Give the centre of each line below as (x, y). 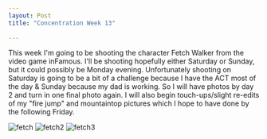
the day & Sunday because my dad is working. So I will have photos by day (131, 87)
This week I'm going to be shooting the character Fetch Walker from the (126, 53)
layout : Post (30, 15)
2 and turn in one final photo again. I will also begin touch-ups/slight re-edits (134, 95)
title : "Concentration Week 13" (62, 23)
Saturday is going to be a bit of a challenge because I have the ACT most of (132, 78)
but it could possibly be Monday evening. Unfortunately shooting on (120, 70)
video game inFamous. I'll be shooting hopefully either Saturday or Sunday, (132, 61)
